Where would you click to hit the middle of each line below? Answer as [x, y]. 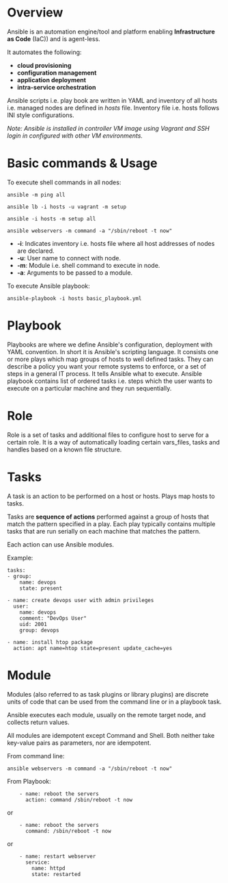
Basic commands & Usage [82, 163]
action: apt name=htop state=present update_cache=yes [93, 648]
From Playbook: [29, 781]
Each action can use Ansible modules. [61, 544]
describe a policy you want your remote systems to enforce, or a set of [107, 366]
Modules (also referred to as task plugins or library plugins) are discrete [108, 694]
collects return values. [38, 722]
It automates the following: [44, 52]
